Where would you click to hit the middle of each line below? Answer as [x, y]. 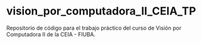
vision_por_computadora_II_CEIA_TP [101, 11]
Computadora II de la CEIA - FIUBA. [51, 34]
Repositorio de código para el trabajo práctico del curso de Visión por [94, 28]
